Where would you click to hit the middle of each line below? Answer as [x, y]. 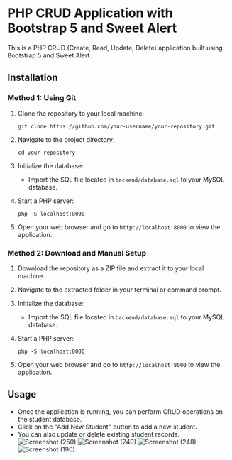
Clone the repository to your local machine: [81, 113]
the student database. [50, 419]
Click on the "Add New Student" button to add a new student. [107, 427]
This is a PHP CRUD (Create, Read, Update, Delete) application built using [115, 48]
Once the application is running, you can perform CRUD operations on [120, 411]
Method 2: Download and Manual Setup [77, 253]
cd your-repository [46, 153]
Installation [33, 78]
